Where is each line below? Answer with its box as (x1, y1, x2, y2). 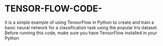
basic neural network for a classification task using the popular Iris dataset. (4, 24, 158, 30)
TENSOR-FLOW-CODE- (4, 3, 103, 14)
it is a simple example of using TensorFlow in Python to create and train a (4, 19, 154, 25)
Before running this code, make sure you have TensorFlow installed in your (4, 30, 157, 36)
